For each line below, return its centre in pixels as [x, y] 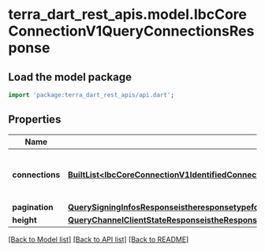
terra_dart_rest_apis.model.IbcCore [127, 15]
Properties [35, 120]
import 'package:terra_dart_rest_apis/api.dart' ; [91, 95]
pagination [33, 207]
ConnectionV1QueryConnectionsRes [131, 31]
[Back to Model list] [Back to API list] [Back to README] [99, 239]
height [24, 220]
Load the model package [70, 77]
